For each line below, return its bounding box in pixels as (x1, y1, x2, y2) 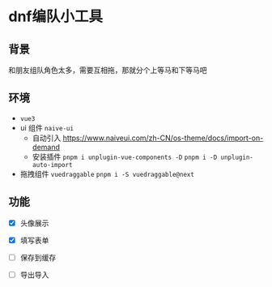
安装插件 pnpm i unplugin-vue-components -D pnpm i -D (32, 152, 218, 161)
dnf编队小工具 (8, 7, 104, 26)
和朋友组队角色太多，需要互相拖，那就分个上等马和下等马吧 (8, 66, 207, 75)
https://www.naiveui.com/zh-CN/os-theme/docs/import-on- (62, 133, 264, 143)
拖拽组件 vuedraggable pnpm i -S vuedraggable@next (19, 169, 194, 178)
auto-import (32, 161, 73, 169)
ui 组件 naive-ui (19, 122, 74, 132)
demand (32, 142, 61, 152)
